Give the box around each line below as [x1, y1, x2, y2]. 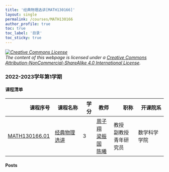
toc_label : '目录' [5, 31, 42, 36]
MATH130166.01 [8, 132, 50, 139]
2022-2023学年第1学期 [5, 73, 62, 80]
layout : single [5, 12, 37, 17]
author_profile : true [5, 21, 51, 27]
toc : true [5, 26, 26, 31]
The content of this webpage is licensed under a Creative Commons [5, 54, 147, 60]
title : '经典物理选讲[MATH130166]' [5, 7, 75, 13]
